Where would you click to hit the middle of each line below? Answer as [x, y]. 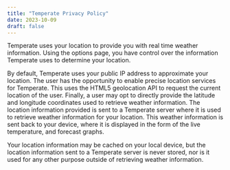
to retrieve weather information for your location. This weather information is [115, 117]
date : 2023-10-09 [32, 20]
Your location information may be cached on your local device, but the [106, 145]
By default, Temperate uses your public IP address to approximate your [108, 73]
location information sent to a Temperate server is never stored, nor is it [108, 152]
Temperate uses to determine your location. [69, 60]
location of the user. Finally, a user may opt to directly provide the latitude [111, 95]
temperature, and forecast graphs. [56, 132]
